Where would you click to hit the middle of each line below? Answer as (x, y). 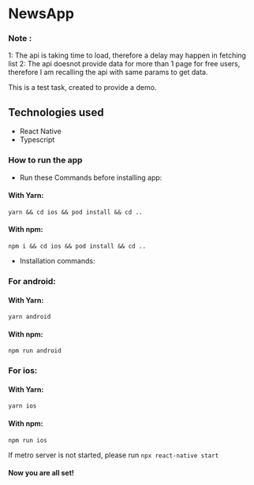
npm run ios (28, 440)
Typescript (37, 140)
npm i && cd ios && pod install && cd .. (77, 246)
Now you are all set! (41, 473)
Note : (20, 39)
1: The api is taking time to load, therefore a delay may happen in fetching (127, 55)
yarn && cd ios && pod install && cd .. (76, 212)
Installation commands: (57, 261)
